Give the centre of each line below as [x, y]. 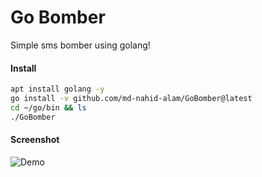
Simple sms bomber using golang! [80, 45]
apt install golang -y [57, 89]
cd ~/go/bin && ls [48, 107]
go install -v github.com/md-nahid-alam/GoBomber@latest [131, 99]
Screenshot [35, 140]
